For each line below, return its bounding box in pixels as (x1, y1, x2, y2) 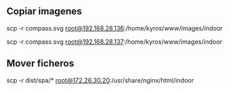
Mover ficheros (6, 58, 74, 69)
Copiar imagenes (6, 6, 83, 17)
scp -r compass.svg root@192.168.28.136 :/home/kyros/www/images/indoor (6, 24, 223, 32)
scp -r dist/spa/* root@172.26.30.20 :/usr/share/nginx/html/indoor (6, 76, 194, 84)
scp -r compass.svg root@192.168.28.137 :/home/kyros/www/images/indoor (6, 38, 223, 46)
